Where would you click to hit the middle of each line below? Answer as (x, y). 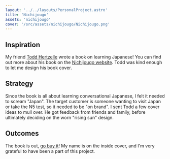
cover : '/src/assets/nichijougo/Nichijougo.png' (58, 24)
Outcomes (22, 133)
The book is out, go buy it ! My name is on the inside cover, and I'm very (80, 146)
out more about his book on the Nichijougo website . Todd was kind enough (84, 62)
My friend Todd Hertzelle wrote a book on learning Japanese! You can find (83, 57)
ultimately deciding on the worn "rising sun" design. (60, 117)
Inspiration (23, 44)
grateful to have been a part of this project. (50, 151)
